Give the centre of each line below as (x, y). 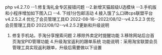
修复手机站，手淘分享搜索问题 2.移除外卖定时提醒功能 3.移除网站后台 (81, 35)
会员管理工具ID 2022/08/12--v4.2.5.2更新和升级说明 (57, 25)
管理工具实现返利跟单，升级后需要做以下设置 (57, 48)
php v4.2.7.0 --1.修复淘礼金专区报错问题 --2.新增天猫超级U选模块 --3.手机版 (81, 7)
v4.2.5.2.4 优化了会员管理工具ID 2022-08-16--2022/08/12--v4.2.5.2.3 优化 (80, 19)
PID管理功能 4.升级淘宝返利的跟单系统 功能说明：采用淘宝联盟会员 (91, 41)
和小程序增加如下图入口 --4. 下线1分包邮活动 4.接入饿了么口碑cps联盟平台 (79, 13)
